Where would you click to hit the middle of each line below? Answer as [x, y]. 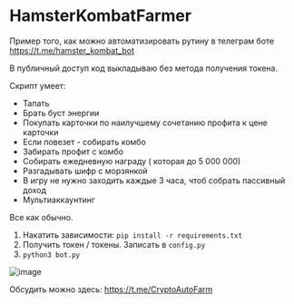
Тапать [36, 103]
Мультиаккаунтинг [59, 200]
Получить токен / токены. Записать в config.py [114, 244]
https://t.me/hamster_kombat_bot [72, 50]
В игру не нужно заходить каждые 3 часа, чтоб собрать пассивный [154, 180]
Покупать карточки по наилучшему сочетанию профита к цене [145, 123]
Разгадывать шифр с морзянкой [85, 171]
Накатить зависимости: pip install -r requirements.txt [132, 235]
